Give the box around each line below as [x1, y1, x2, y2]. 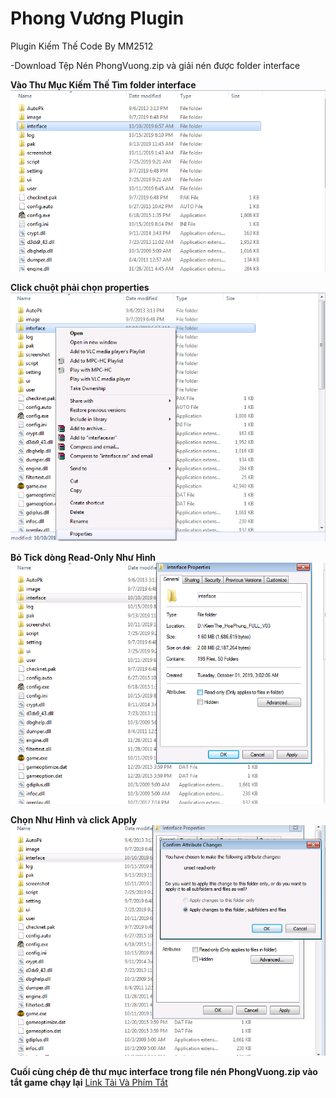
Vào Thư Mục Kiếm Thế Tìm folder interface [10, 78, 197, 91]
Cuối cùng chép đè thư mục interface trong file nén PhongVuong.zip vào [10, 1065, 318, 1077]
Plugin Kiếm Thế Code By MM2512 [10, 40, 154, 52]
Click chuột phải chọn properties [10, 282, 150, 294]
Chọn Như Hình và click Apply [10, 813, 138, 826]
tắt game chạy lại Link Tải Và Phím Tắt [10, 1076, 168, 1088]
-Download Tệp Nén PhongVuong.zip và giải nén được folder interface [10, 59, 301, 71]
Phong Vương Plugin [10, 7, 185, 30]
